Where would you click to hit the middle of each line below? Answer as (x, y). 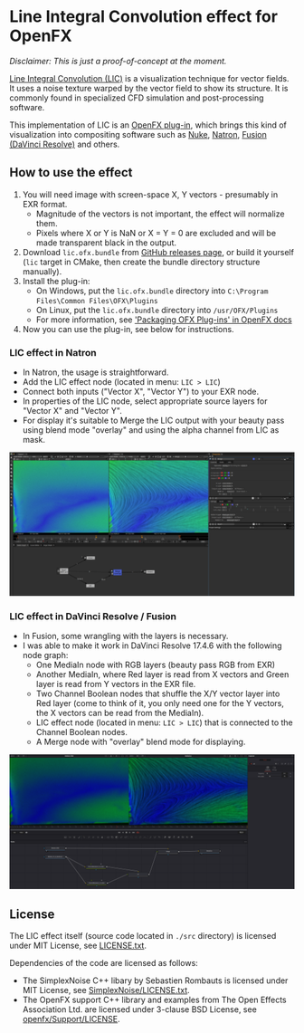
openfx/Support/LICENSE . (71, 1019)
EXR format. (45, 204)
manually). (42, 271)
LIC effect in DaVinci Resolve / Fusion (93, 616)
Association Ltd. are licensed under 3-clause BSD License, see (140, 1009)
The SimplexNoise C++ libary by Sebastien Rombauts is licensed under (155, 980)
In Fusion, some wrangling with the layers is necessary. (125, 636)
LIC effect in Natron (53, 352)
